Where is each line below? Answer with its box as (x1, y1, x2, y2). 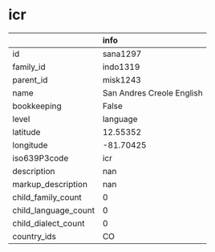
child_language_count (12, 205, 95, 216)
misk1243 (102, 74, 142, 85)
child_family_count (12, 191, 82, 202)
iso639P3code (12, 152, 69, 164)
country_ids (12, 230, 56, 242)
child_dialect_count (12, 217, 85, 229)
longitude (12, 139, 48, 150)
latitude (12, 126, 41, 137)
